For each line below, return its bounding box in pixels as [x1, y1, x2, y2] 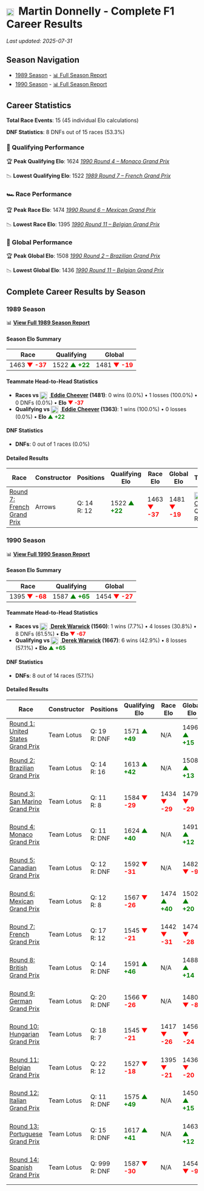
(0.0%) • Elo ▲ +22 [15, 413, 65, 420]
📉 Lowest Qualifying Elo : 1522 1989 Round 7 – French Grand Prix [6, 172, 171, 179]
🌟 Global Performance [6, 238, 73, 247]
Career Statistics [6, 100, 72, 111]
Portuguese [9, 1130, 43, 1138]
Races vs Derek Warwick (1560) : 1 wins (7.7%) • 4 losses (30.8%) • [15, 623, 197, 630]
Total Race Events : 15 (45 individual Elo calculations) [6, 117, 139, 124]
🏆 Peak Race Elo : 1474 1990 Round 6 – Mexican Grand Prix [6, 206, 156, 214]
